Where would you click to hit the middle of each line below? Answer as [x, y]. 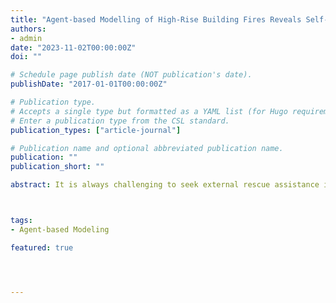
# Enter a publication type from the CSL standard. [120, 121]
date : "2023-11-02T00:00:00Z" [73, 47]
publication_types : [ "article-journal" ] [96, 130]
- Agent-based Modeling [60, 229]
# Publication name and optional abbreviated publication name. [147, 148]
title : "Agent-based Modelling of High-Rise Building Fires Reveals [156, 19]
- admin [26, 38]
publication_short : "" [57, 167]
